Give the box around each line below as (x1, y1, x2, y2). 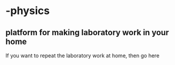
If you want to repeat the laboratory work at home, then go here (5, 52, 160, 59)
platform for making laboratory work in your (5, 28, 169, 37)
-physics (5, 4, 50, 18)
